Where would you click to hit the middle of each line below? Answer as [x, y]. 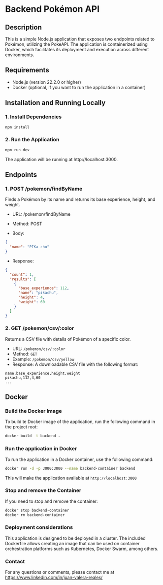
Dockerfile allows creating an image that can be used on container [72, 543]
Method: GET [25, 354]
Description [23, 27]
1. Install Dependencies [33, 117]
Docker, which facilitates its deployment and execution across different [77, 49]
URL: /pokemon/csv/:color [39, 349]
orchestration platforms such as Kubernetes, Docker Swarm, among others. [82, 549]
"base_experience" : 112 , [44, 288]
